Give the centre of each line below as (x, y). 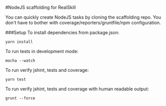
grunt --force (20, 98)
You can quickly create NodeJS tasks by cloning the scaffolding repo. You (83, 17)
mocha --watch (20, 61)
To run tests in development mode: (42, 51)
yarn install (19, 42)
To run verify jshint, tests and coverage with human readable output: (77, 89)
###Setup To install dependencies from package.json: (62, 32)
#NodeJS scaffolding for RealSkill (41, 7)
